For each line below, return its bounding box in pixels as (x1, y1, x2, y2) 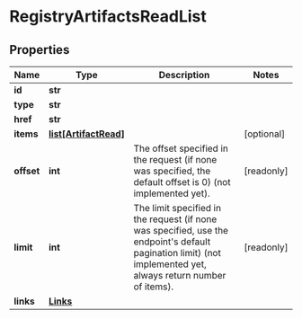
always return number (133, 270, 226, 281)
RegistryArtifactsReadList (9, 6, 207, 27)
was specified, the (133, 164, 211, 177)
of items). (133, 280, 174, 293)
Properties (9, 42, 70, 58)
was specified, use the (133, 225, 229, 236)
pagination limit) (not (133, 247, 222, 259)
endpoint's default (133, 235, 211, 248)
